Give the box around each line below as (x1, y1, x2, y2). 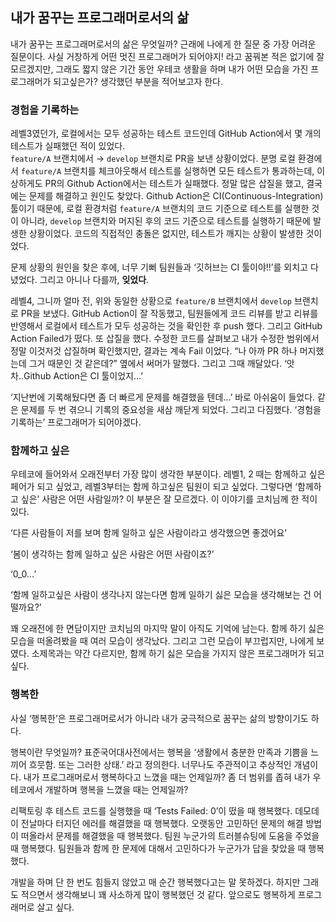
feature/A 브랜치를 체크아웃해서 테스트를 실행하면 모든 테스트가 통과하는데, (20, 165, 315, 177)
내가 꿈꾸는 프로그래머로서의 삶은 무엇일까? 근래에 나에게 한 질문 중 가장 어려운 (10, 38, 317, 50)
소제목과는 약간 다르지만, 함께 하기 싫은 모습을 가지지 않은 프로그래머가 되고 (31, 648, 325, 660)
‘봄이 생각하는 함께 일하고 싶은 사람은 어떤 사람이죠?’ (10, 548, 215, 560)
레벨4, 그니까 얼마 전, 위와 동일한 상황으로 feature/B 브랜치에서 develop (10, 295, 293, 307)
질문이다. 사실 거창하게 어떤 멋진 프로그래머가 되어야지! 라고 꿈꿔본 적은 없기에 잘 (10, 50, 325, 62)
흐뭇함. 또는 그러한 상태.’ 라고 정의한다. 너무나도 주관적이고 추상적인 (28, 758, 292, 770)
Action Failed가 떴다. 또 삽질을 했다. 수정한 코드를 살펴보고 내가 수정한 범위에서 (10, 333, 320, 345)
